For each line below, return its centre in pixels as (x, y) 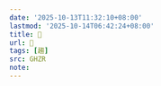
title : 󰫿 (26, 34)
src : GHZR (28, 59)
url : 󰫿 (22, 43)
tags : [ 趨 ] (29, 51)
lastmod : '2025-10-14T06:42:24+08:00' (82, 26)
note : (19, 68)
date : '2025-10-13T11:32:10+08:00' (76, 17)
